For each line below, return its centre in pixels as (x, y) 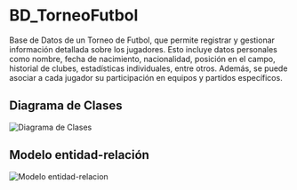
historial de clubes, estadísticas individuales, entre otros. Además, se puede (148, 68)
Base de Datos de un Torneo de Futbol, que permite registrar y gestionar (142, 40)
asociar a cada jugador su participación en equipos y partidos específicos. (146, 77)
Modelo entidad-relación (79, 155)
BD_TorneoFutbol (74, 16)
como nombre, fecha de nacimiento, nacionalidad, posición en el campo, (142, 59)
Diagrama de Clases (66, 106)
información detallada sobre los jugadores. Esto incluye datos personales (144, 49)
